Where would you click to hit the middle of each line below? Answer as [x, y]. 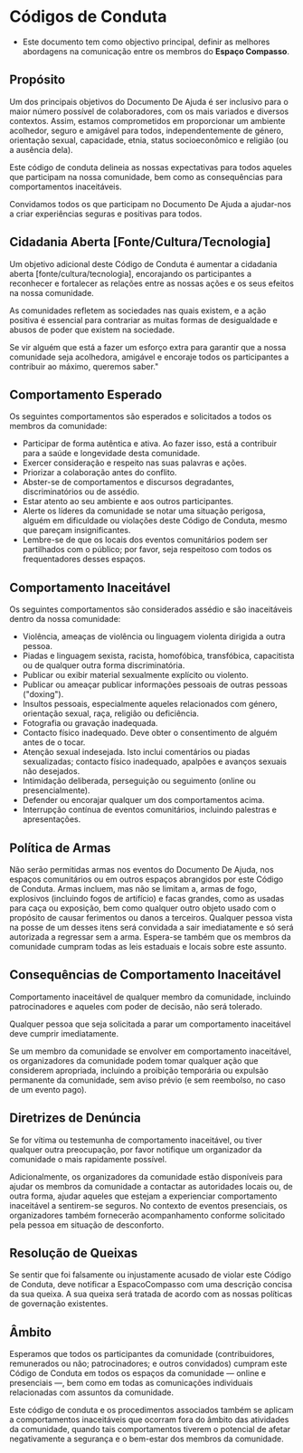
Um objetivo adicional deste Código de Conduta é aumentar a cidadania [143, 263]
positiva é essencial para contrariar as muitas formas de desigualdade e [143, 320]
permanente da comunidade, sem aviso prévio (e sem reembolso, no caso [148, 1080]
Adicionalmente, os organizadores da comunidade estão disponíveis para [146, 1176]
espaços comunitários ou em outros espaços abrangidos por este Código [147, 879]
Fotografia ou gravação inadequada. [90, 723]
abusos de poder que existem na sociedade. [92, 330]
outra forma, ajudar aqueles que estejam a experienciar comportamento [143, 1196]
